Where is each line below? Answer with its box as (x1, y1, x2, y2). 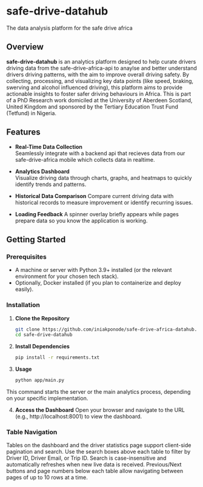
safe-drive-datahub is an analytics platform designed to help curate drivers (6, 58, 196, 65)
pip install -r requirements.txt (15, 354, 100, 361)
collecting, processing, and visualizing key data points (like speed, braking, (6, 77, 194, 84)
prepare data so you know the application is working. (15, 217, 148, 224)
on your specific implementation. (6, 395, 88, 402)
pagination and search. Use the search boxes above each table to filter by (6, 448, 191, 456)
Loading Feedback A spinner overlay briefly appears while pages (15, 210, 179, 217)
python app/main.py (15, 377, 65, 383)
